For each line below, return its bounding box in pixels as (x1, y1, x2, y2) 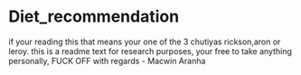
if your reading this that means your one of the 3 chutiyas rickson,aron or (8, 36, 281, 47)
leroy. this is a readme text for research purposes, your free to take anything (8, 45, 293, 56)
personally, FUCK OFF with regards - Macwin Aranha (8, 55, 206, 66)
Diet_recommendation (8, 6, 180, 27)
